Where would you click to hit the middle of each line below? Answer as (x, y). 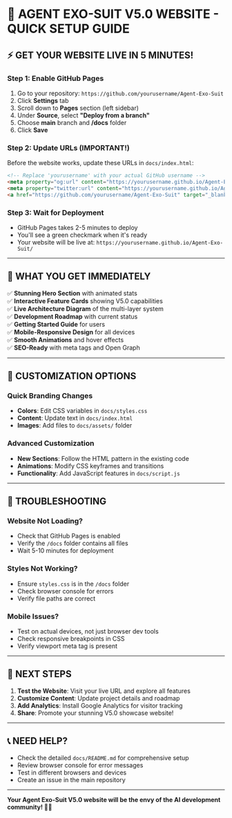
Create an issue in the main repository (71, 779)
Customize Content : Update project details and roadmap (98, 698)
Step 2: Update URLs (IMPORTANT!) (68, 148)
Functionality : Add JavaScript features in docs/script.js (99, 473)
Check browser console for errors (65, 591)
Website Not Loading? (45, 521)
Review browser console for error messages (80, 765)
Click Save (32, 130)
